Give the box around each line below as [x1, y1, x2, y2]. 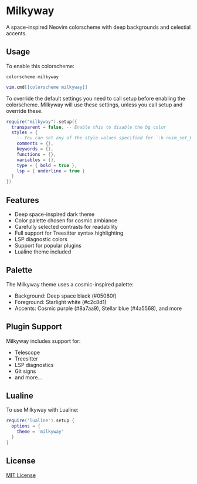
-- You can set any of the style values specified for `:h [16, 135, 164, 141]
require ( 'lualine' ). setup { [6, 418, 75, 424]
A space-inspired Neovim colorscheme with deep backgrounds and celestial [6, 24, 191, 31]
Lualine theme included [14, 248, 72, 255]
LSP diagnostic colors [14, 235, 67, 242]
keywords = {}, [16, 146, 54, 152]
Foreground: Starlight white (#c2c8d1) [14, 298, 107, 305]
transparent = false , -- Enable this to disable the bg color [11, 124, 167, 130]
